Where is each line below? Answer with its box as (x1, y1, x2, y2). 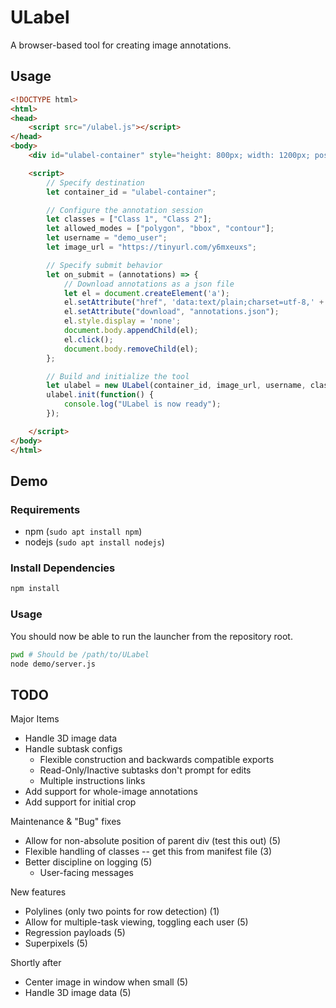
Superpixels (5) (24, 937, 88, 950)
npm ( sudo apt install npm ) (24, 526, 143, 538)
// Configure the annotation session (46, 205, 203, 215)
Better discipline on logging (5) (24, 856, 153, 868)
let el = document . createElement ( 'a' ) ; (63, 288, 230, 298)
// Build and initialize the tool (46, 371, 190, 381)
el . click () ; (63, 334, 114, 345)
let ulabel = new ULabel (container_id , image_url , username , (46, 381, 307, 391)
